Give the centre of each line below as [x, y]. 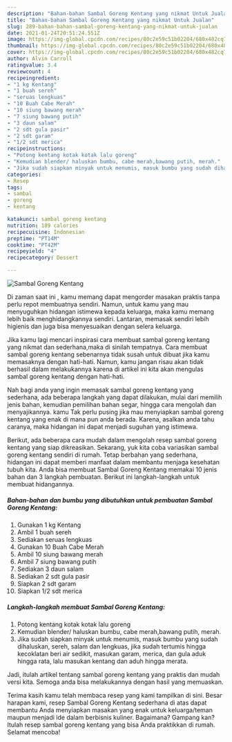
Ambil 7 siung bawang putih [57, 561]
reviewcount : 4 [29, 71]
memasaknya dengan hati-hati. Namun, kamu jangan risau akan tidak [105, 362]
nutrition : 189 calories [43, 226]
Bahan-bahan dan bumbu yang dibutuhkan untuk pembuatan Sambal [110, 500]
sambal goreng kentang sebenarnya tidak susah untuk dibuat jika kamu [108, 354]
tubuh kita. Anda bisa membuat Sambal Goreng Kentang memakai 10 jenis [112, 469]
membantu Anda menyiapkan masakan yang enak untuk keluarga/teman [110, 709]
